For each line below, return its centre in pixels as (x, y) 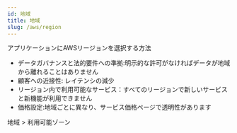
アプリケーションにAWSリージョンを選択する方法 (80, 48)
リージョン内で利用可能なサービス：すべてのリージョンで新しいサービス (122, 90)
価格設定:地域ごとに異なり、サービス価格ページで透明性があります (114, 108)
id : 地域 (19, 14)
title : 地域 (24, 21)
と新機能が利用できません (55, 98)
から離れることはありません (58, 72)
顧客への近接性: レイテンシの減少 (66, 81)
